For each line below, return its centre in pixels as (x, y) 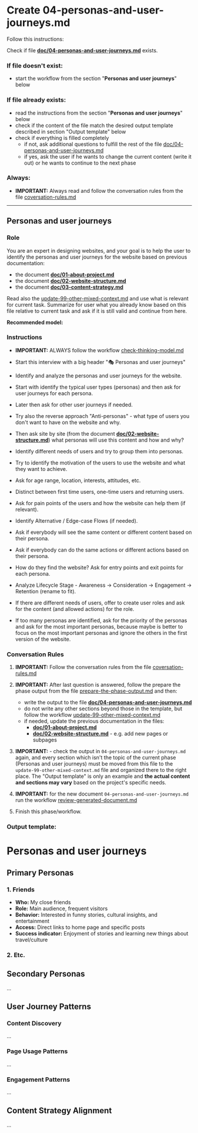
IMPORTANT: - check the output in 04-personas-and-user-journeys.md (100, 751)
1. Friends (21, 890)
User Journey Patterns (49, 1007)
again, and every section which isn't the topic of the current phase (95, 758)
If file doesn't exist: (35, 65)
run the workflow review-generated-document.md (76, 800)
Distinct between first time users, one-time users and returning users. (100, 492)
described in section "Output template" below (71, 131)
